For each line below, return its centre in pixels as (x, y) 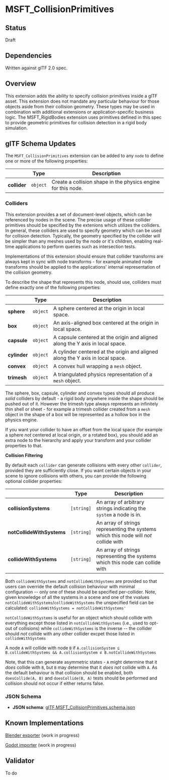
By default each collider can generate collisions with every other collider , (83, 465)
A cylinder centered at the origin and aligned (106, 352)
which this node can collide (129, 562)
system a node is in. (119, 514)
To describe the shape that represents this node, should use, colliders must (83, 282)
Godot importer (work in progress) (41, 745)
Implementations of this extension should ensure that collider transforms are (84, 256)
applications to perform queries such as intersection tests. (76, 246)
